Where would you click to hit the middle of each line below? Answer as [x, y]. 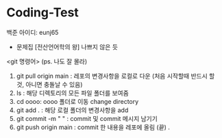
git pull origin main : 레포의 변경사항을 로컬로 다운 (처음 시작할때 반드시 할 [115, 76]
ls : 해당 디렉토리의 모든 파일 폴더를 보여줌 [73, 93]
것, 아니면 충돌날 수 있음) [49, 84]
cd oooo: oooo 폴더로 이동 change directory [77, 101]
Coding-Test [43, 13]
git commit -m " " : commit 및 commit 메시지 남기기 [87, 118]
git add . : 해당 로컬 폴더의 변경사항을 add [72, 110]
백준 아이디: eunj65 [33, 32]
